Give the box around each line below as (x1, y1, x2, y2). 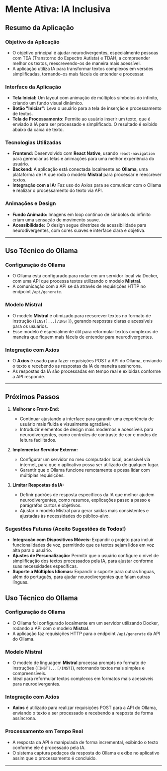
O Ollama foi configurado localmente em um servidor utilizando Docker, (12, 620, 159, 626)
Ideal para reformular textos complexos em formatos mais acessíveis (12, 676, 154, 682)
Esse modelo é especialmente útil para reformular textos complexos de (12, 328, 158, 334)
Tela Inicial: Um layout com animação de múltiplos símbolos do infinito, (12, 95, 159, 101)
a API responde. (12, 374, 46, 380)
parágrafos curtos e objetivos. (19, 502, 82, 508)
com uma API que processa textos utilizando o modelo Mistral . (12, 278, 142, 284)
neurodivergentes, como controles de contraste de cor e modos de (19, 431, 158, 438)
